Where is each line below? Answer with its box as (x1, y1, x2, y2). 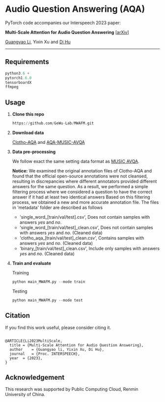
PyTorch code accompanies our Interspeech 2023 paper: (5, 20, 121, 26)
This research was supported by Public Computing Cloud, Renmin (5, 386, 138, 392)
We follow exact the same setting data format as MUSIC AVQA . (12, 158, 139, 164)
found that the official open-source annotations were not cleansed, (12, 173, 148, 179)
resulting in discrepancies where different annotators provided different (12, 178, 157, 184)
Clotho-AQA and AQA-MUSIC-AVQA (12, 139, 85, 145)
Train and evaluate (12, 260, 52, 266)
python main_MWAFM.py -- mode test (12, 298, 83, 302)
